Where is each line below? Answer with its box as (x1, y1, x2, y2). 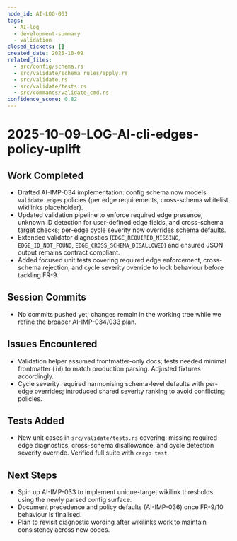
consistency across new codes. (17, 525, 110, 534)
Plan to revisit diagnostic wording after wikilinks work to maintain (17, 518, 207, 527)
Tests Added (7, 415, 65, 427)
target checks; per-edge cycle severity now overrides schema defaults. (17, 226, 226, 234)
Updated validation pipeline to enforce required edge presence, (17, 211, 203, 219)
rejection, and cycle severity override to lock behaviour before (42, 263, 224, 272)
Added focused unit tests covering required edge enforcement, (17, 256, 202, 264)
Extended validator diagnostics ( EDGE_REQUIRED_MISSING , (17, 233, 180, 241)
